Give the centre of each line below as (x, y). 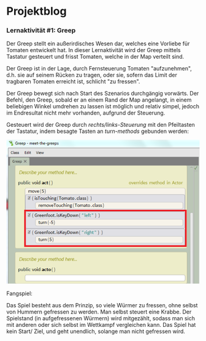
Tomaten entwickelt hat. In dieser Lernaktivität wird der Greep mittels (93, 50)
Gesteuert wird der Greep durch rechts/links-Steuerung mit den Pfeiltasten (101, 125)
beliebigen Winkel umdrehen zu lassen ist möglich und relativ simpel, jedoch (103, 107)
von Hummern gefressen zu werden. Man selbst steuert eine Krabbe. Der (99, 312)
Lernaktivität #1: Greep (41, 31)
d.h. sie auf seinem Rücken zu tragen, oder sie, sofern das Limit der (92, 75)
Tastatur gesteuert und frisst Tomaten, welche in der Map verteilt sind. (95, 57)
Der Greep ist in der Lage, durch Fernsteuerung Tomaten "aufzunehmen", (99, 69)
